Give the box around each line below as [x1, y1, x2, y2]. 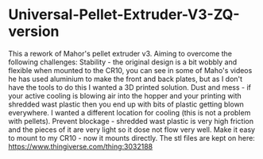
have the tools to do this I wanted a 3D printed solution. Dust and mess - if [8, 82, 252, 92]
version [8, 22, 60, 41]
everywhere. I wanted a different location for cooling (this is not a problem [8, 107, 251, 117]
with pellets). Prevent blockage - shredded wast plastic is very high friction [8, 116, 254, 126]
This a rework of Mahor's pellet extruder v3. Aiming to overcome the [8, 48, 233, 58]
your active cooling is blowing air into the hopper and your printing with [8, 91, 242, 100]
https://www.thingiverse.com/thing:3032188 [8, 142, 153, 151]
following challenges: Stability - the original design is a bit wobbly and [8, 57, 238, 67]
